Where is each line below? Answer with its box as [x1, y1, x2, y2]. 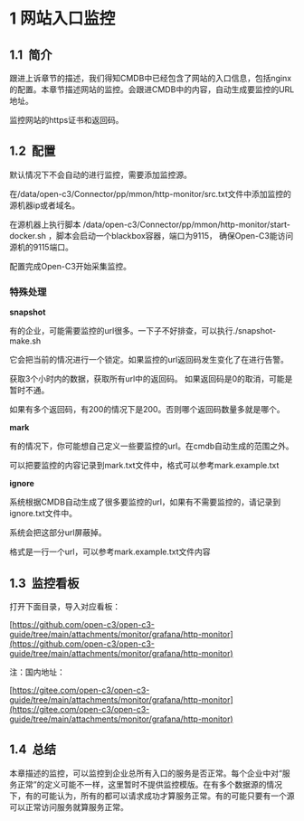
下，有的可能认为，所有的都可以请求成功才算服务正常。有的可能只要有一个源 [9, 790, 295, 801]
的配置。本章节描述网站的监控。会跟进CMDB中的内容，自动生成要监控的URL [9, 84, 295, 95]
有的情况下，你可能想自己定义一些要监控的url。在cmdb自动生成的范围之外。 [9, 440, 294, 452]
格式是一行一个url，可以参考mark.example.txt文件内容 [9, 546, 211, 557]
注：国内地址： [9, 666, 65, 677]
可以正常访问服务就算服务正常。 [9, 801, 128, 812]
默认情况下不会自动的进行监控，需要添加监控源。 [9, 169, 192, 180]
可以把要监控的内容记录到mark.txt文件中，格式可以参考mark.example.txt [9, 460, 280, 471]
